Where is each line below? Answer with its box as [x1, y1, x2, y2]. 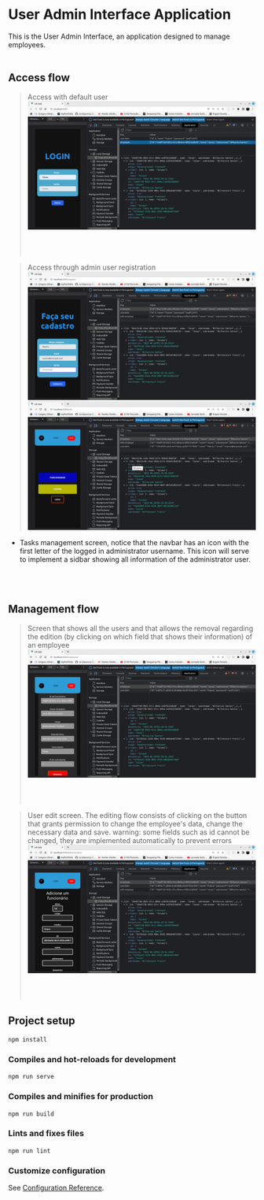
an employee [27, 640, 70, 649]
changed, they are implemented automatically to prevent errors [27, 836, 232, 845]
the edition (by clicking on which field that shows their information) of [27, 632, 253, 641]
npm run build [8, 1109, 55, 1118]
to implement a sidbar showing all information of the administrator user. [19, 555, 251, 564]
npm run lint [8, 1146, 51, 1155]
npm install [8, 1035, 47, 1043]
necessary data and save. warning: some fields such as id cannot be [27, 827, 250, 837]
